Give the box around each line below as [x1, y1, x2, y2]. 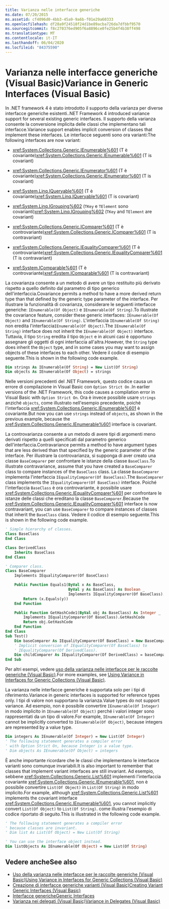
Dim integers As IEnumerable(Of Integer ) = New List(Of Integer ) [5, 734, 145, 739]
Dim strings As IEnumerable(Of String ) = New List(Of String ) [5, 365, 138, 370]
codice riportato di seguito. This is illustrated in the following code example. [5, 811, 161, 817]
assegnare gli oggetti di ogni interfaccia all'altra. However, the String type [5, 339, 157, 345]
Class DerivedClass [5, 545, 46, 550]
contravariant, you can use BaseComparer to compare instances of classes [5, 506, 157, 513]
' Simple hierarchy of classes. [5, 527, 73, 532]
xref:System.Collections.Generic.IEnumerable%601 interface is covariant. [5, 421, 157, 427]
